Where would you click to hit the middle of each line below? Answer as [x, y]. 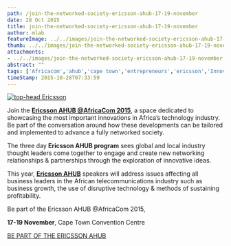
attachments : [26, 52]
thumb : [16, 45]
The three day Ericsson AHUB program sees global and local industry [106, 146]
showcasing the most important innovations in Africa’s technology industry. [114, 118]
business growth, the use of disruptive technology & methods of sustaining [113, 188]
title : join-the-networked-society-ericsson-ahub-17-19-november [102, 26]
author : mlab [26, 33]
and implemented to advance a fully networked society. [86, 132]
